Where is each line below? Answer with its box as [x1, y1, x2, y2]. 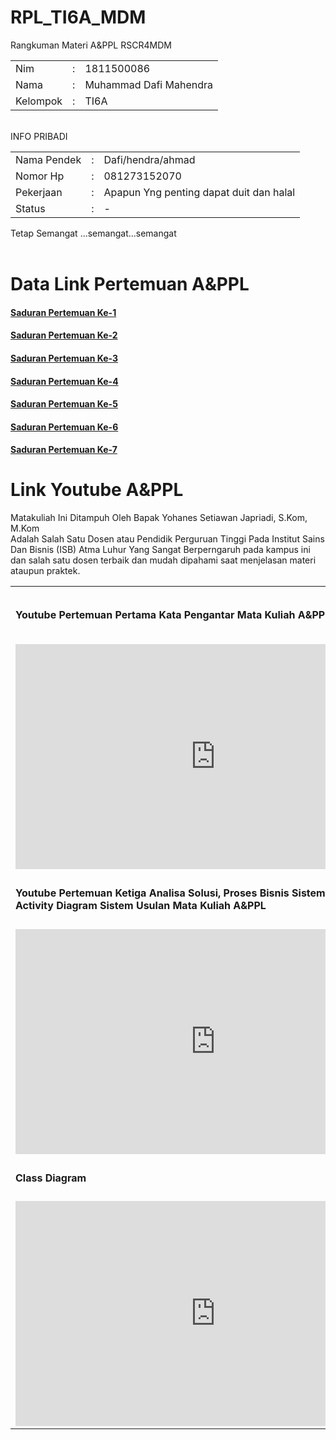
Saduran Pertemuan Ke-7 [10, 444, 118, 456]
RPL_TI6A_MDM [10, 6, 147, 29]
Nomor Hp [15, 169, 65, 183]
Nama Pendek [15, 152, 82, 166]
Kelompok [15, 94, 63, 108]
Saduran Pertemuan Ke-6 [10, 421, 119, 433]
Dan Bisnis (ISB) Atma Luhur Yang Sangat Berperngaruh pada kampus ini [10, 544, 311, 556]
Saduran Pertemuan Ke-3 [10, 352, 119, 364]
